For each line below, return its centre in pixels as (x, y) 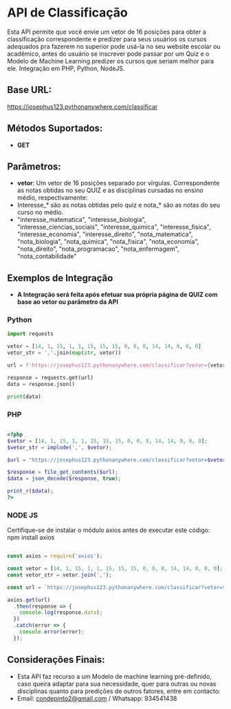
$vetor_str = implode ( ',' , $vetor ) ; (59, 447)
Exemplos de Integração (60, 278)
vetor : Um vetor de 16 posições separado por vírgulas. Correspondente (118, 183)
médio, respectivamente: (52, 198)
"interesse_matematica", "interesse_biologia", (81, 220)
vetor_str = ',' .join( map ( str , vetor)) (64, 353)
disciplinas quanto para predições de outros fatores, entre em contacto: (119, 691)
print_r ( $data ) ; (30, 491)
